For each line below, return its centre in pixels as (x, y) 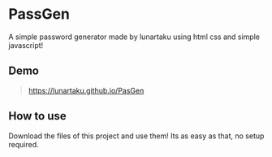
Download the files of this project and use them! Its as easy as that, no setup (136, 136)
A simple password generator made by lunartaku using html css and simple (134, 37)
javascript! (26, 45)
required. (24, 144)
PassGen (39, 14)
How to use (37, 116)
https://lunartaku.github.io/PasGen (86, 90)
